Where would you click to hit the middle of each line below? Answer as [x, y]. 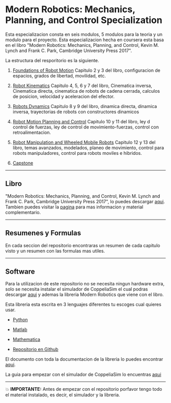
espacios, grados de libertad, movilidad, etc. [59, 75]
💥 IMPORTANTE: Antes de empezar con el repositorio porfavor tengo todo [84, 389]
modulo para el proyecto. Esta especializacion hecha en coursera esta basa [85, 40]
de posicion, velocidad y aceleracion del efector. [64, 96]
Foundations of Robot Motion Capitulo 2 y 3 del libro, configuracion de [86, 70]
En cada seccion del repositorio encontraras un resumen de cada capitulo [83, 245]
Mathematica [26, 339]
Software [20, 271]
